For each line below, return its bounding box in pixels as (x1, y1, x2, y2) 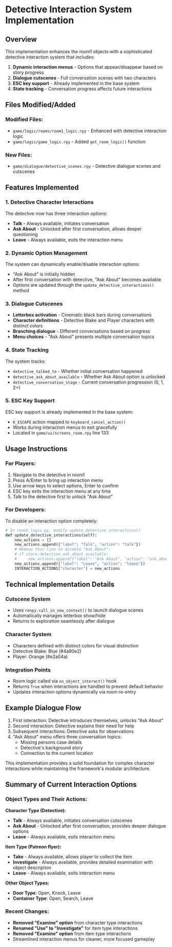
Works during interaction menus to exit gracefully (12, 424, 117, 430)
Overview (5, 35, 37, 44)
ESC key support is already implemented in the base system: (5, 409, 134, 415)
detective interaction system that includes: (5, 54, 95, 60)
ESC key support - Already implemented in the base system (12, 81, 140, 86)
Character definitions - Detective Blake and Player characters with (12, 317, 155, 324)
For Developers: (5, 506, 46, 514)
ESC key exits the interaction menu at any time (12, 488, 111, 494)
